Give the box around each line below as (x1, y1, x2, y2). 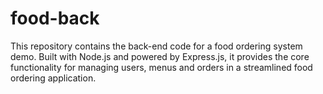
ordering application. (10, 72, 97, 84)
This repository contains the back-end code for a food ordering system (10, 40, 303, 52)
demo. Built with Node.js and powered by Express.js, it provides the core (10, 50, 310, 62)
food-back (10, 7, 100, 30)
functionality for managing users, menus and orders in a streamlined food (10, 61, 313, 73)
